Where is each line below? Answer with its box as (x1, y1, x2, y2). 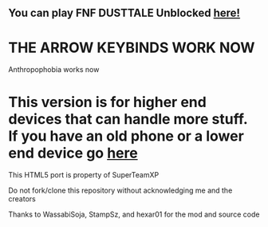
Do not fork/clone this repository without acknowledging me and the (8, 185, 233, 195)
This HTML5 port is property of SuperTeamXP (8, 170, 160, 180)
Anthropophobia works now (8, 65, 100, 74)
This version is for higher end (8, 93, 207, 111)
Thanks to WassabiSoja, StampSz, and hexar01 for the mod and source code (8, 209, 260, 219)
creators (8, 194, 36, 204)
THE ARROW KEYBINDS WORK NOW (8, 38, 255, 57)
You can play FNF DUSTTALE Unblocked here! (8, 6, 241, 20)
